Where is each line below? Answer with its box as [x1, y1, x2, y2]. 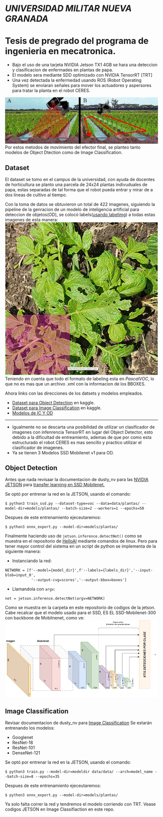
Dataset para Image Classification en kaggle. [12, 405, 102, 411]
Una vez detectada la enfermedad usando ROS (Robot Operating [12, 77, 142, 83]
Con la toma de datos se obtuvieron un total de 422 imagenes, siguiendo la [5, 201, 155, 207]
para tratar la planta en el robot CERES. [12, 88, 91, 94]
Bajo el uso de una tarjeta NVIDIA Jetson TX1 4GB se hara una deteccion [12, 62, 158, 68]
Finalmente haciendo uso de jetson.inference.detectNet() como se [5, 533, 142, 539]
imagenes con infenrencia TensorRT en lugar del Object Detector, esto [12, 429, 153, 435]
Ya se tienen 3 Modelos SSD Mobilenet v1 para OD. [12, 450, 114, 455]
